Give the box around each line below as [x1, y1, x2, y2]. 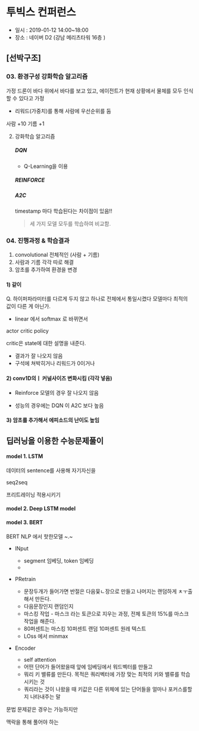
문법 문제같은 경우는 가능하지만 [6, 705, 79, 712]
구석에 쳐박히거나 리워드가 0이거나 [14, 360, 95, 367]
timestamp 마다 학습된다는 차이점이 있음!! [14, 207, 113, 214]
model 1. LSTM [6, 453, 43, 460]
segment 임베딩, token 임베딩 [23, 557, 94, 564]
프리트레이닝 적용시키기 [6, 491, 61, 498]
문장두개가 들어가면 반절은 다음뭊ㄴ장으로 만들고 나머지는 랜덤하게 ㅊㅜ [23, 588, 188, 595]
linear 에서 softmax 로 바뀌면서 [14, 315, 88, 322]
